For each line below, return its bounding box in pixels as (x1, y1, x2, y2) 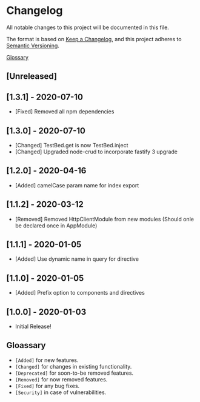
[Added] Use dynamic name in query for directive (15, 255, 139, 263)
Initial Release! (15, 323, 52, 330)
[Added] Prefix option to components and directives (15, 289, 145, 296)
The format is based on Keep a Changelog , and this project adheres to (6, 35, 182, 42)
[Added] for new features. (15, 356, 79, 364)
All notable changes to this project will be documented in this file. (6, 24, 170, 31)
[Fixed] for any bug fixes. (15, 382, 80, 389)
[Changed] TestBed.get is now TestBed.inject (15, 141, 128, 149)
